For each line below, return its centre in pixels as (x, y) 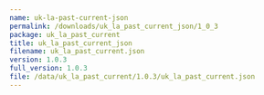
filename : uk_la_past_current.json (77, 52)
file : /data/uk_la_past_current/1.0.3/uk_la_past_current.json (132, 77)
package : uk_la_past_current (65, 34)
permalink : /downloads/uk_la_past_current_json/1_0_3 (114, 26)
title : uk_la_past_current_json (71, 43)
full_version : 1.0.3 (49, 69)
